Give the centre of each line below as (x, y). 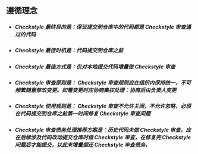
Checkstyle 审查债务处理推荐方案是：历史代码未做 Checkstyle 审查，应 (103, 130)
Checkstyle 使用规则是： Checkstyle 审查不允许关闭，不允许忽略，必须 (103, 106)
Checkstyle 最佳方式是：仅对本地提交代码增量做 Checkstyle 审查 (95, 67)
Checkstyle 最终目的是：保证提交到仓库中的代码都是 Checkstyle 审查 (100, 27)
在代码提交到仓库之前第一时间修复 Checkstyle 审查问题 (82, 114)
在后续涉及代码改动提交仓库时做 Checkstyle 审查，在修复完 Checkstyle (103, 137)
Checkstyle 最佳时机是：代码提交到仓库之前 (69, 51)
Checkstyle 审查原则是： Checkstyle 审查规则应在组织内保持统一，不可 (103, 83)
